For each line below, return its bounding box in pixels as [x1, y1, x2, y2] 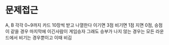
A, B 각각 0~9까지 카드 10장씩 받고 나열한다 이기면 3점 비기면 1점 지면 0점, [5, 22, 154, 28]
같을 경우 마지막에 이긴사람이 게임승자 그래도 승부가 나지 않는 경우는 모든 [10, 28, 155, 34]
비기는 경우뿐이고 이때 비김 [18, 34, 72, 40]
